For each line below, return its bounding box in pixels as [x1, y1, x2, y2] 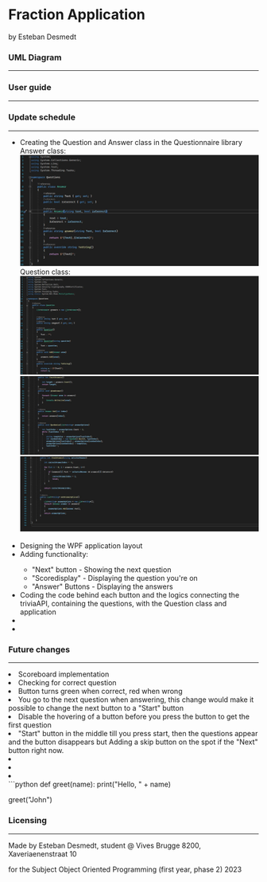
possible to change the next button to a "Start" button [8, 704, 184, 713]
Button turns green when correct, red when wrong [18, 687, 183, 696]
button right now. [8, 746, 64, 755]
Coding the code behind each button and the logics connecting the [19, 590, 240, 600]
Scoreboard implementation [18, 669, 110, 679]
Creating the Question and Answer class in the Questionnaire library [19, 137, 242, 147]
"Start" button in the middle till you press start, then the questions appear [18, 729, 258, 739]
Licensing [8, 815, 48, 826]
